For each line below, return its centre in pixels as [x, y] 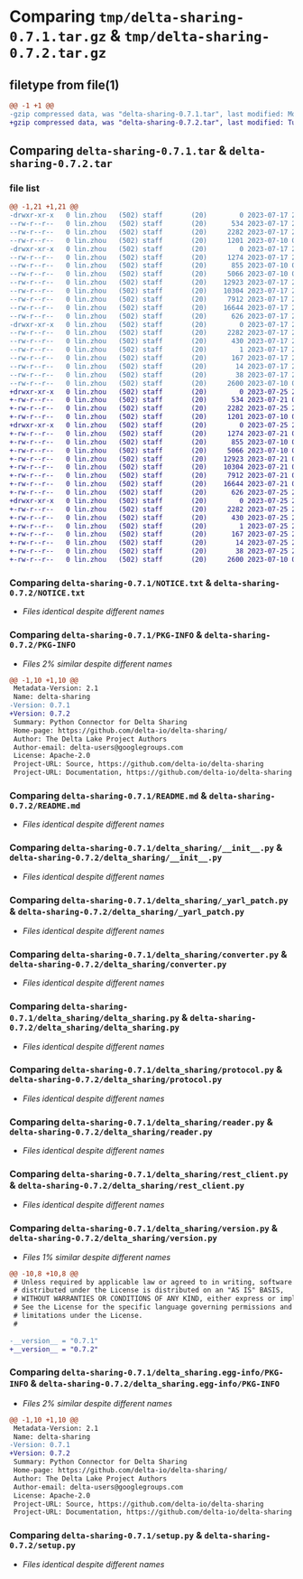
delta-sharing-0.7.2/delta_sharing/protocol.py [116, 1080]
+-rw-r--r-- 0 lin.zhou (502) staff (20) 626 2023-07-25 [149, 493]
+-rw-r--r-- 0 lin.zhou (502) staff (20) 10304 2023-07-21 [149, 467]
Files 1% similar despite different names [96, 1257]
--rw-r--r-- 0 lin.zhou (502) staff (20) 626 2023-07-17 [149, 316]
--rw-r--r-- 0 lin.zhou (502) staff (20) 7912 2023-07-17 [149, 299]
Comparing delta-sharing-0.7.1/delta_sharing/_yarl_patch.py [149, 900]
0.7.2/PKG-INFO [43, 645]
